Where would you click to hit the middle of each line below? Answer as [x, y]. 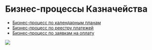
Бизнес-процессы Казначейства [76, 9]
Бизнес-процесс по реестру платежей [53, 27]
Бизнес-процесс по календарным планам [57, 23]
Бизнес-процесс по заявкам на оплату [53, 33]
